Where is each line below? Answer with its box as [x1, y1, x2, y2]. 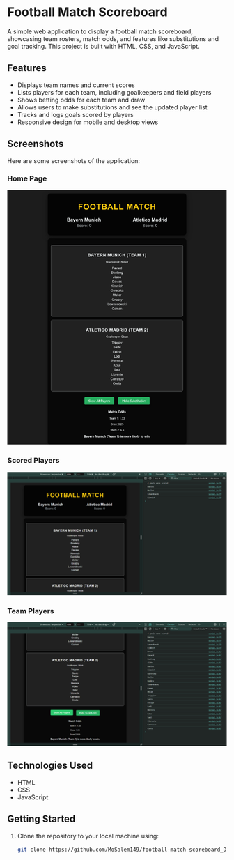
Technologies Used [7, 760, 93, 771]
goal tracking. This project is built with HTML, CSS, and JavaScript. [7, 42, 200, 50]
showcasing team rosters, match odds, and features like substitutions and [7, 34, 219, 43]
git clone [17, 846, 47, 853]
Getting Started [7, 813, 76, 825]
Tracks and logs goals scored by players [17, 110, 134, 118]
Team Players [7, 606, 54, 616]
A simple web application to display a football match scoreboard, [7, 27, 194, 36]
